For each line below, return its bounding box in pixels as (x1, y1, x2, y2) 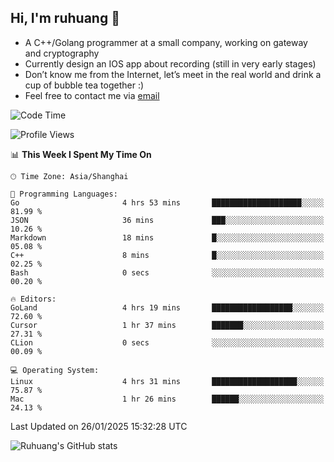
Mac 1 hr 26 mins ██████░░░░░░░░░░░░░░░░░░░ (10, 394, 325, 404)
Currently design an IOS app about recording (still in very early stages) (24, 57, 317, 70)
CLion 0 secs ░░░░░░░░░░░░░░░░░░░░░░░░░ (10, 337, 325, 348)
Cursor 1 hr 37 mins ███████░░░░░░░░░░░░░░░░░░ (10, 320, 325, 330)
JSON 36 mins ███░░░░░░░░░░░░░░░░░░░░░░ (10, 215, 325, 225)
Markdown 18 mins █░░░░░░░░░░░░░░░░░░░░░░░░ (10, 232, 325, 243)
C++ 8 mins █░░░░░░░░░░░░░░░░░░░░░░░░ (10, 250, 325, 260)
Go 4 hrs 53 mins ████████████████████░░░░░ (10, 197, 325, 208)
